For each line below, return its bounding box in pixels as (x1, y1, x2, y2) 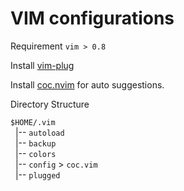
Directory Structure (10, 98, 90, 110)
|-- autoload (14, 126, 65, 138)
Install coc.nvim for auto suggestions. (10, 78, 165, 91)
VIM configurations (10, 7, 175, 30)
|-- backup (14, 137, 57, 149)
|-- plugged (14, 168, 61, 181)
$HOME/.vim (10, 117, 56, 127)
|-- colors (14, 147, 57, 159)
